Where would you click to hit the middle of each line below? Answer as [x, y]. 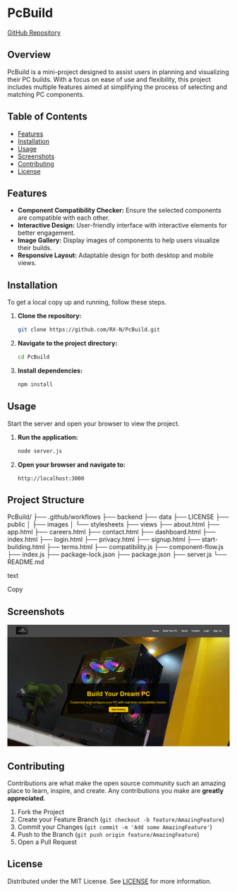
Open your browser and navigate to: [71, 464]
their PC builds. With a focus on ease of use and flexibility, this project [109, 79]
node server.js [40, 451]
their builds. [35, 248]
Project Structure [46, 500]
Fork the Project [41, 812]
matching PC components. [46, 94]
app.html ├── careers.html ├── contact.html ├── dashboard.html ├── [112, 532]
